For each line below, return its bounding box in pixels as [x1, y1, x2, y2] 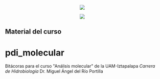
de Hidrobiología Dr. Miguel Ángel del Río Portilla [5, 68, 104, 74]
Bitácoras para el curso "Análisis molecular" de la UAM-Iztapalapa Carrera [5, 63, 156, 69]
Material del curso [5, 27, 62, 36]
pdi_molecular [5, 47, 65, 58]
